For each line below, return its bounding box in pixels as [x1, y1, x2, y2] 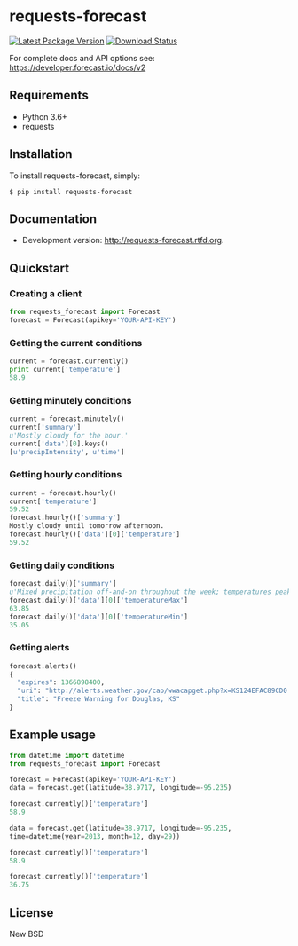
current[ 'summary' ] [9, 422, 82, 431]
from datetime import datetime [9, 751, 125, 760]
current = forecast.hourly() [9, 488, 117, 498]
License [9, 905, 54, 920]
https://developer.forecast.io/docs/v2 [9, 62, 146, 73]
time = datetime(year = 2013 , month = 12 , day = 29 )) [9, 832, 180, 840]
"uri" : [17, 686, 42, 696]
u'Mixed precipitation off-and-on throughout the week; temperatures [9, 587, 272, 596]
